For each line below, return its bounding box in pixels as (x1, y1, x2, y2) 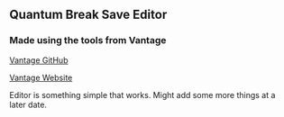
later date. (9, 99, 48, 110)
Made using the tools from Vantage (9, 34, 167, 47)
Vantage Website (9, 72, 73, 83)
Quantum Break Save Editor (9, 7, 168, 22)
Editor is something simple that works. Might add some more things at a (9, 89, 276, 100)
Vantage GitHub (9, 54, 69, 66)
